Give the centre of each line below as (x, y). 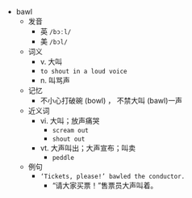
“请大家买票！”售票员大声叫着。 (105, 185)
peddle (63, 158)
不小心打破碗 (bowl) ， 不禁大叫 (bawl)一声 (111, 101)
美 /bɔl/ (54, 41)
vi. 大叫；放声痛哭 (70, 121)
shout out (69, 139)
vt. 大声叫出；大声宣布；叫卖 (88, 148)
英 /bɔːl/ (56, 31)
